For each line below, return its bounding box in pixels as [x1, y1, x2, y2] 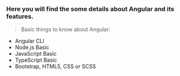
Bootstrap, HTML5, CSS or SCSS [14, 63, 96, 70]
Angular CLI [14, 38, 44, 45]
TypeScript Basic [14, 56, 58, 64]
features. [6, 12, 34, 20]
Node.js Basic [14, 44, 50, 51]
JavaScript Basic [14, 50, 57, 57]
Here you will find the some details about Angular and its [6, 5, 175, 13]
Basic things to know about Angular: [20, 26, 111, 33]
